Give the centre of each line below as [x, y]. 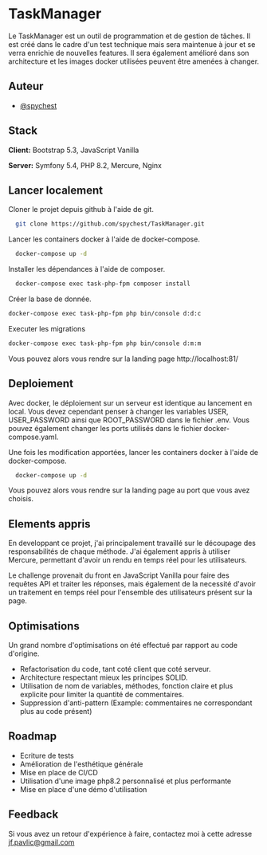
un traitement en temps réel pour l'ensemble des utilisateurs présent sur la [130, 592]
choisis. [21, 499]
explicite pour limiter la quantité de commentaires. [102, 695]
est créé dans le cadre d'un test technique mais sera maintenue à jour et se [132, 44]
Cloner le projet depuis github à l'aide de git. [81, 210]
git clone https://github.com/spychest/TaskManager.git [110, 224]
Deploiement [41, 384]
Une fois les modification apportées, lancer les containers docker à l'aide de [133, 452]
